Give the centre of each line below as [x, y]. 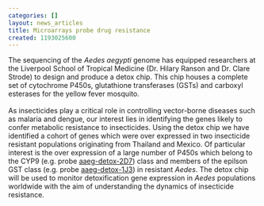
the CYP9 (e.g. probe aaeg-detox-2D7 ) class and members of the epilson [128, 161]
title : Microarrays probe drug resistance [79, 30]
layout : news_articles [46, 23]
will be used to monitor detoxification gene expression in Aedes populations [132, 178]
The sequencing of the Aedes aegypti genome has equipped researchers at [132, 60]
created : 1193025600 [42, 38]
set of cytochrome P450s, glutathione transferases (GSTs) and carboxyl [126, 86]
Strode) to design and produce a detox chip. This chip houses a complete [128, 77]
